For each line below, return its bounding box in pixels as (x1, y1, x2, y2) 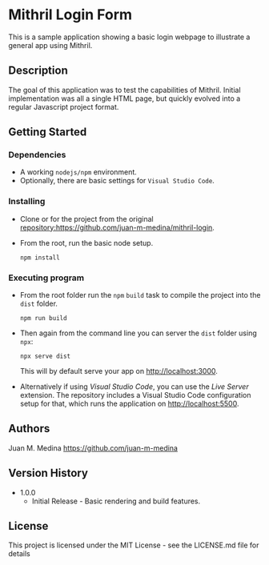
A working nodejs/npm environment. (19, 167, 138, 177)
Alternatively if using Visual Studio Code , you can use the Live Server (19, 382, 250, 391)
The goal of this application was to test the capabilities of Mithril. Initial (8, 85, 242, 94)
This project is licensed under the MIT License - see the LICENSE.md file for (8, 540, 259, 550)
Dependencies (8, 150, 66, 161)
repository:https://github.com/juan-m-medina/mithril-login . (19, 222, 215, 232)
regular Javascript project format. (8, 102, 119, 111)
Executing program (8, 272, 85, 283)
